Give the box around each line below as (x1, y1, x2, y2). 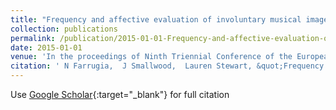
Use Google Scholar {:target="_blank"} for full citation (10, 89, 230, 100)
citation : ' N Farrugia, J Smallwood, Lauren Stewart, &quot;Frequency (10, 61, 325, 71)
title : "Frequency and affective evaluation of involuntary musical (10, 14, 302, 25)
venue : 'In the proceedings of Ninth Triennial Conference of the (10, 52, 293, 62)
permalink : (10, 33, 56, 43)
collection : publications (10, 24, 118, 34)
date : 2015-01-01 (10, 42, 83, 53)
